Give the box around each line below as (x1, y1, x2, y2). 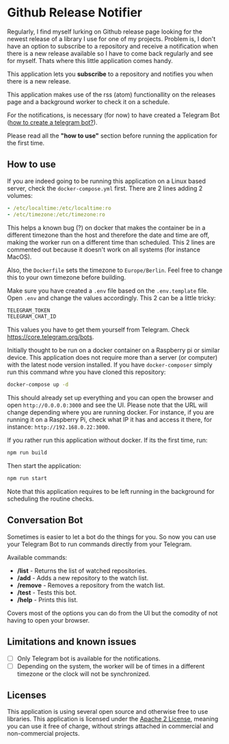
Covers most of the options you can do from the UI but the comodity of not (7, 608, 218, 617)
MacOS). (7, 252, 32, 261)
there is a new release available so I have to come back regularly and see (7, 49, 213, 58)
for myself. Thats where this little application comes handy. (7, 56, 173, 64)
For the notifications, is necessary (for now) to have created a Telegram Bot (7, 111, 220, 119)
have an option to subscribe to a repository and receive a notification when (7, 42, 219, 50)
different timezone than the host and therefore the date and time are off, (7, 231, 210, 239)
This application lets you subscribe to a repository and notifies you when (7, 70, 213, 78)
